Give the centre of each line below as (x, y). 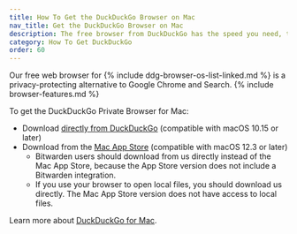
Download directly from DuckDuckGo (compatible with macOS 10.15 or (150, 128)
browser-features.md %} (54, 94)
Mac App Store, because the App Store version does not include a (156, 166)
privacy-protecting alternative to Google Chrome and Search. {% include (141, 85)
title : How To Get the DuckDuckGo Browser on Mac (103, 17)
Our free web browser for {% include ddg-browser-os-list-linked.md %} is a (147, 75)
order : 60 (27, 50)
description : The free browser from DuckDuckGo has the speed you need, (146, 34)
